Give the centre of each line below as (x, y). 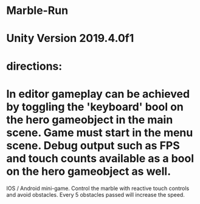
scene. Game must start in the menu (100, 133)
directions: (34, 66)
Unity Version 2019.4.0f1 (70, 39)
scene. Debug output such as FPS (93, 145)
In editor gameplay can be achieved (98, 94)
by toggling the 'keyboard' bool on (95, 107)
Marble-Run (37, 11)
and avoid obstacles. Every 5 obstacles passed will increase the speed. (96, 194)
